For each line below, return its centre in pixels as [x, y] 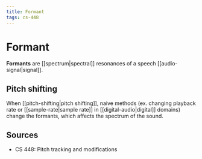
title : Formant [25, 12]
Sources [22, 135]
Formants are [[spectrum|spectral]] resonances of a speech [81, 64]
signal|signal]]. [25, 70]
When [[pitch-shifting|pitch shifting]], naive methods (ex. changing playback [101, 103]
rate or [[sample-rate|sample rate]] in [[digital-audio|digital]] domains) [93, 110]
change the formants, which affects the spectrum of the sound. [85, 116]
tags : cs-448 [23, 17]
